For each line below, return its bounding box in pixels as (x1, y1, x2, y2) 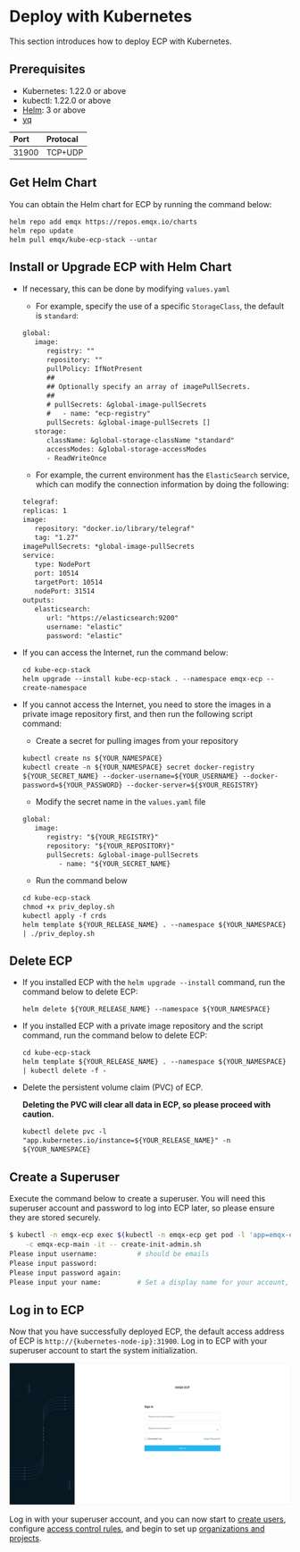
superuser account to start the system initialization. (9, 1345, 198, 1356)
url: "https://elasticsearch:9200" (46, 613, 179, 622)
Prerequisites (9, 62, 86, 77)
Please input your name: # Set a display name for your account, (9, 1278, 290, 1286)
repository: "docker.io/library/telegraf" (34, 524, 195, 533)
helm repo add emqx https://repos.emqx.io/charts (9, 217, 198, 226)
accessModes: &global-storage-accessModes (46, 444, 207, 453)
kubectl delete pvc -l (21, 1127, 107, 1136)
